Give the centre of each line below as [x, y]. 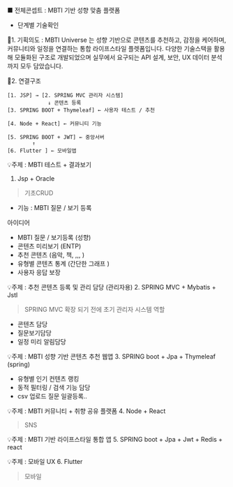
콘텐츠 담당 [32, 324]
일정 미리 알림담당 [42, 342]
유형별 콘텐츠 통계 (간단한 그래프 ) [63, 263]
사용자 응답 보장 [39, 272]
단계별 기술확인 [38, 25]
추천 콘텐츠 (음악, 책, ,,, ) [51, 255]
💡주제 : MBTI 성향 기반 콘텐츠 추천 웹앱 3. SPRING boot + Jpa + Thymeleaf [112, 357]
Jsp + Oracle [36, 179]
